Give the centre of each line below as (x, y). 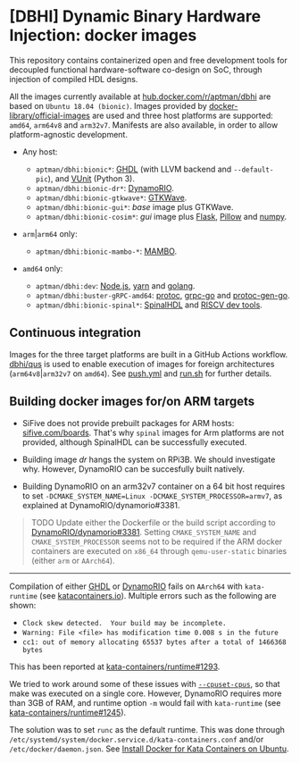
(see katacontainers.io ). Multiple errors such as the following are (158, 595)
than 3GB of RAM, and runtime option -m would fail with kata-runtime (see (145, 702)
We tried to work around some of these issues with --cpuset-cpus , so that (145, 683)
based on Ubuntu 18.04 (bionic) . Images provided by (108, 105)
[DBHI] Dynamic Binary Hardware (135, 17)
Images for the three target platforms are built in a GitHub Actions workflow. (149, 354)
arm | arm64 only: (50, 233)
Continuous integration (75, 333)
